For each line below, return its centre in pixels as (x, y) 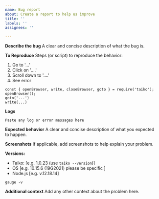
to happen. (16, 134)
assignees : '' (20, 28)
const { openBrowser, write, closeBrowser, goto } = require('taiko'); (79, 89)
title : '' (15, 19)
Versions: (15, 154)
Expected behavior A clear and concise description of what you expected (80, 130)
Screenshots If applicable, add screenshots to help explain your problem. (79, 144)
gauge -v (14, 182)
